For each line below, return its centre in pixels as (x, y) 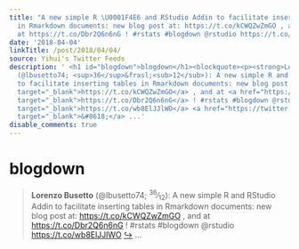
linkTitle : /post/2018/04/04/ (65, 51)
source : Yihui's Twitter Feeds (67, 59)
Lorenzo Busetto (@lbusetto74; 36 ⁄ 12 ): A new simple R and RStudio (153, 195)
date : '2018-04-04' (45, 42)
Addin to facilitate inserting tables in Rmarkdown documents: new (151, 206)
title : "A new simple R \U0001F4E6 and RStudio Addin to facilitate (139, 17)
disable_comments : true (53, 125)
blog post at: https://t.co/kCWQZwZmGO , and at (121, 216)
